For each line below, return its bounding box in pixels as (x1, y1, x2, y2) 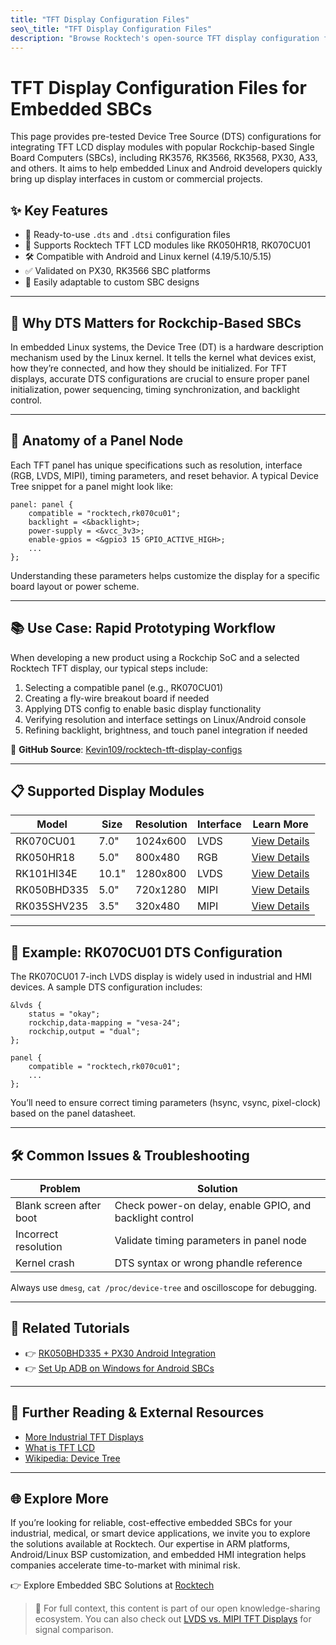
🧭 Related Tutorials (10, 1320, 130, 1337)
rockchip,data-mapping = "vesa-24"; (28, 1018, 182, 1028)
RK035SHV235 (15, 899, 89, 913)
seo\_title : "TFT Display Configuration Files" (10, 24, 213, 34)
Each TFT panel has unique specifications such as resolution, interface (10, 459, 303, 471)
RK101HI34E (15, 867, 78, 881)
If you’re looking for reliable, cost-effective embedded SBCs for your (10, 1517, 293, 1529)
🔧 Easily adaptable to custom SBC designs (24, 276, 200, 288)
